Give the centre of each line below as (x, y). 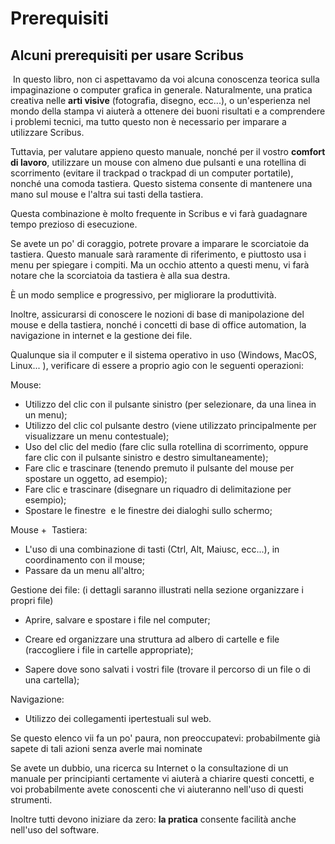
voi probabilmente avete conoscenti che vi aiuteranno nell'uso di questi (157, 789)
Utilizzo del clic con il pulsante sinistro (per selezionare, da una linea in (170, 404)
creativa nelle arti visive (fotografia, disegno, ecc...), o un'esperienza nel (160, 100)
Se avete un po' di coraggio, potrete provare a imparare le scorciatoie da (160, 243)
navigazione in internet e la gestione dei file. (101, 335)
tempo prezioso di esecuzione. (74, 224)
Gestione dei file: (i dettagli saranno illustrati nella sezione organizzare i (157, 590)
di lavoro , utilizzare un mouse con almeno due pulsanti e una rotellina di (158, 162)
